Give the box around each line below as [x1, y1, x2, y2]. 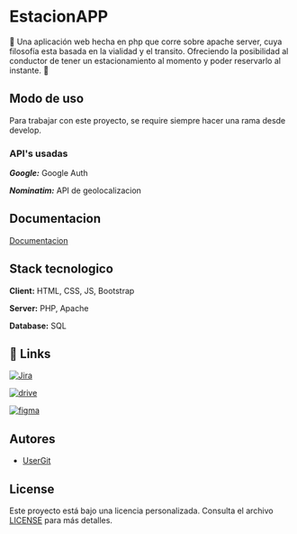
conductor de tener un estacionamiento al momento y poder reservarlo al [9, 55, 282, 66]
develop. [9, 124, 42, 135]
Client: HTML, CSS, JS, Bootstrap [9, 285, 135, 296]
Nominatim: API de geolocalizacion [9, 185, 142, 196]
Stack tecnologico [9, 262, 114, 277]
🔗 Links [9, 346, 51, 362]
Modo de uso [9, 91, 84, 106]
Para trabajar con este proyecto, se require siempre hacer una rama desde [9, 115, 286, 125]
